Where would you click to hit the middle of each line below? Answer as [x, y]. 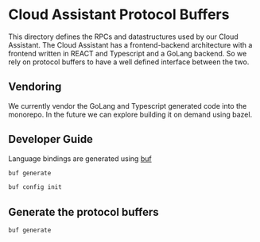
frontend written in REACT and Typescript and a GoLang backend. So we [128, 53]
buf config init [35, 187]
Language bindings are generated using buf [80, 158]
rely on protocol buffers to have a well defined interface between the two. [129, 62]
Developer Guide [51, 139]
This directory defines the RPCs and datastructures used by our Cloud [123, 36]
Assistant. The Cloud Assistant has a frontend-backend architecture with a [130, 44]
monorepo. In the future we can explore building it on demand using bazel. [130, 114]
